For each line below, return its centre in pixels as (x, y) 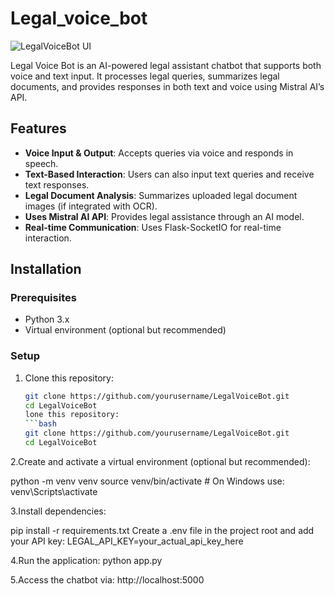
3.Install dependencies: (58, 511)
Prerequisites (43, 298)
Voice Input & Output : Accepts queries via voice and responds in (159, 153)
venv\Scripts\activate (54, 491)
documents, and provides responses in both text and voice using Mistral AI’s (167, 86)
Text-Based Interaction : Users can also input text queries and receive (169, 174)
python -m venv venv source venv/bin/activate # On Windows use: (147, 481)
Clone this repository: (69, 378)
